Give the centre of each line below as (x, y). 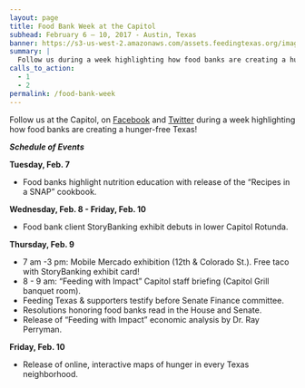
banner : (24, 43)
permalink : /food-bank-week (63, 93)
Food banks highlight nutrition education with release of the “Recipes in (156, 181)
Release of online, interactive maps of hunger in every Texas (136, 364)
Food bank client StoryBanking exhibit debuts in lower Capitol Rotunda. (155, 227)
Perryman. (42, 329)
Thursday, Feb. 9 (42, 244)
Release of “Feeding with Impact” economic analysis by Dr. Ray (141, 319)
